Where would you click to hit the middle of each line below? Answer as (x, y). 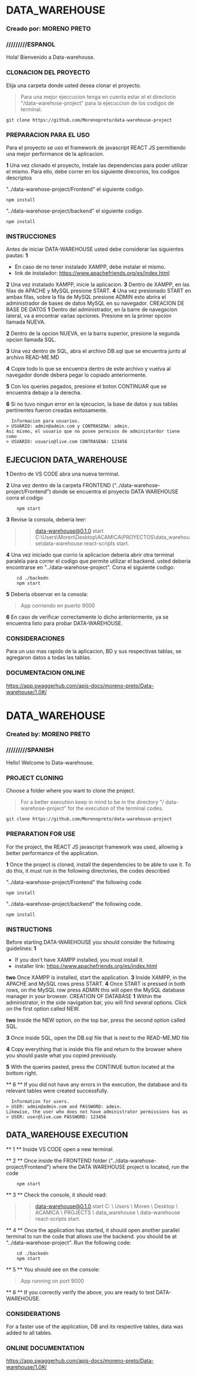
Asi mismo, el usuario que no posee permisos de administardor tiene (93, 431)
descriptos (19, 178)
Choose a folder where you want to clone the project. (71, 791)
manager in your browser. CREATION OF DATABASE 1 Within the (84, 996)
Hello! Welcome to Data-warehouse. (50, 763)
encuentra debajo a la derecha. (44, 393)
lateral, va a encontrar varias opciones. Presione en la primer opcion (89, 316)
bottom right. (22, 1073)
